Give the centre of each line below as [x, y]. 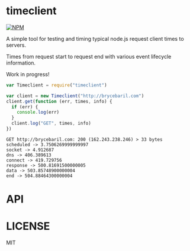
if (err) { [25, 107]
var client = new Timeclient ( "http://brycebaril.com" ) [75, 96]
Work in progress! [28, 74]
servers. [16, 45]
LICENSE [28, 226]
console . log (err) [38, 112]
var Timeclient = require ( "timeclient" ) [57, 85]
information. [21, 63]
